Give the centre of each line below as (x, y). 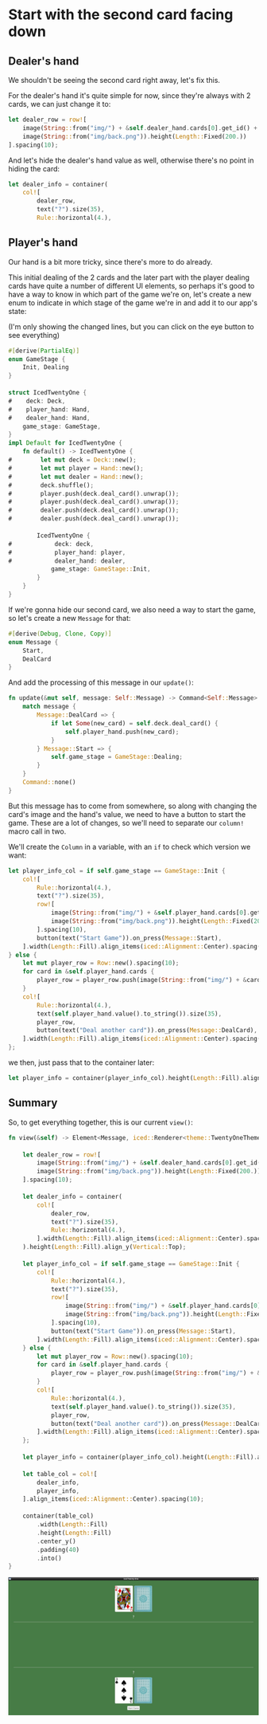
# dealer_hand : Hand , (49, 418)
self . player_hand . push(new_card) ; (122, 732)
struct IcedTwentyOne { (48, 393)
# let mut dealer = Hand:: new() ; (76, 477)
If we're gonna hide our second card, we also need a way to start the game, (132, 609)
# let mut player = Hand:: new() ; (76, 468)
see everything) (34, 335)
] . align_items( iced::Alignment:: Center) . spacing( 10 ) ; (113, 1499)
